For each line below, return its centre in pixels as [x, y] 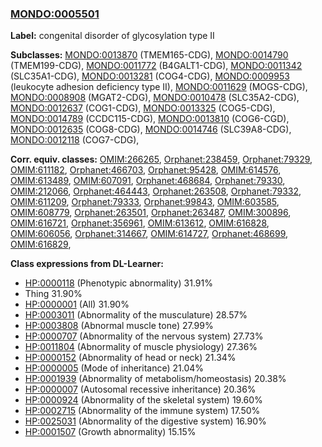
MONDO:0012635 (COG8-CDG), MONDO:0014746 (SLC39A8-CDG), [151, 129]
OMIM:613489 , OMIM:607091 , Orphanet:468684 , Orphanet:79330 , [148, 181]
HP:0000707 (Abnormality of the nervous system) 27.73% [144, 336]
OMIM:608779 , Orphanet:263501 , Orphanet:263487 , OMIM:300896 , [151, 213]
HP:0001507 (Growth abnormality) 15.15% [110, 432]
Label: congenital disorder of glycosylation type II [112, 36]
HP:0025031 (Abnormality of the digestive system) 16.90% [145, 421]
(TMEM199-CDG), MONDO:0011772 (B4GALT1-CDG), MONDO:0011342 [156, 66]
